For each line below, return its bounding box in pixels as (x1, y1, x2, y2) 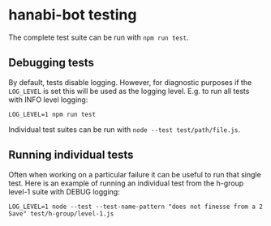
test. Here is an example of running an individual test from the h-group (8, 178, 244, 188)
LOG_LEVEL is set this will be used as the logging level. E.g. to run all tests (8, 86, 250, 96)
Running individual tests (8, 148, 134, 162)
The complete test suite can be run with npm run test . (8, 32, 189, 42)
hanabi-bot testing (8, 6, 137, 24)
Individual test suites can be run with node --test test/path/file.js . (8, 124, 241, 134)
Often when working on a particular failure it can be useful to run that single (8, 169, 261, 179)
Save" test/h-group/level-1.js (8, 209, 114, 218)
